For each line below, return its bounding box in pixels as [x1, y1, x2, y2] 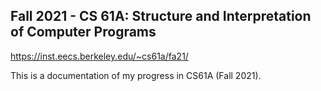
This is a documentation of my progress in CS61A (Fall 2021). [10, 69, 262, 81]
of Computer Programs [10, 24, 157, 41]
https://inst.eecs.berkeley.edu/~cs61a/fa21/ [10, 50, 189, 62]
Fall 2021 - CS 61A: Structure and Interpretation [10, 8, 312, 25]
